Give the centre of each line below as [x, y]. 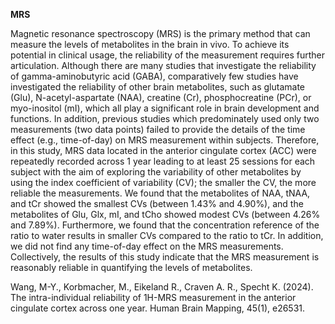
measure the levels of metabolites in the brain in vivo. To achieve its [150, 44]
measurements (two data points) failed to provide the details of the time [158, 129]
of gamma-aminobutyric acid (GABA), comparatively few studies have [154, 76]
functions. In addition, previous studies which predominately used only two [165, 118]
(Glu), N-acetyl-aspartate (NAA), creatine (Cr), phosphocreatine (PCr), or [161, 97]
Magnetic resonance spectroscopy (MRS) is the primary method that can [160, 33]
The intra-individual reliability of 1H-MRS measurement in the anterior [153, 297]
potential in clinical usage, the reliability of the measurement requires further [168, 55]
